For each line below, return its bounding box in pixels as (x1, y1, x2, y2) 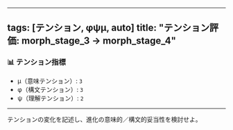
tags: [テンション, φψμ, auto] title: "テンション (7, 22, 210, 34)
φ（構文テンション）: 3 (17, 85, 84, 93)
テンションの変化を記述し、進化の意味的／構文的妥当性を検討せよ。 (7, 115, 202, 123)
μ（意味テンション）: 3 (17, 77, 83, 85)
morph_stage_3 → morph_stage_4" (21, 35, 177, 47)
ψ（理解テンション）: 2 (17, 94, 84, 102)
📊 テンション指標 (7, 57, 66, 67)
